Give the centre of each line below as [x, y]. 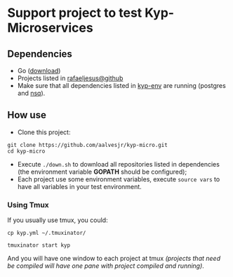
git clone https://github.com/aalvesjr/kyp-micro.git [88, 145]
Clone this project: [44, 132]
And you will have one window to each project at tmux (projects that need [114, 259]
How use [27, 115]
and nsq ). [31, 93]
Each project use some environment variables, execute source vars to [119, 179]
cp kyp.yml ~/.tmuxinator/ [47, 233]
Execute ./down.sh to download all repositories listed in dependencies [118, 164]
